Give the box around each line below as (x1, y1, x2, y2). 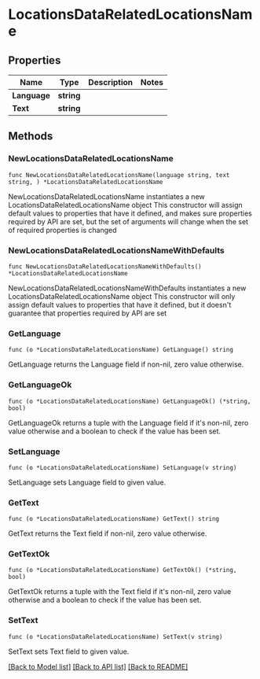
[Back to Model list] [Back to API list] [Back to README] (8, 662, 189, 671)
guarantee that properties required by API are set (8, 308, 167, 318)
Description (88, 77, 134, 87)
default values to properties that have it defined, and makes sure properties (8, 208, 253, 218)
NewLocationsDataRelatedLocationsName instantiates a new (8, 191, 206, 201)
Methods (8, 130, 53, 143)
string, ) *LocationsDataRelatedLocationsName (8, 178, 163, 186)
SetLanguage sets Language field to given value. (8, 478, 167, 487)
